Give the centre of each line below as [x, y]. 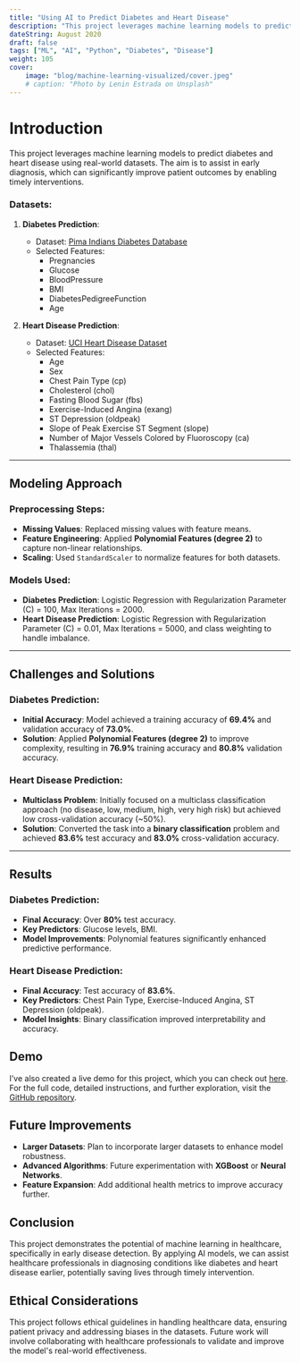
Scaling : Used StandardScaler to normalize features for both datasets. [151, 557]
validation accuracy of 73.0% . [78, 729]
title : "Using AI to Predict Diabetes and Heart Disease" [119, 17]
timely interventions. [47, 182]
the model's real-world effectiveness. [78, 1350]
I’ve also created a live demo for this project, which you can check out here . [149, 1078]
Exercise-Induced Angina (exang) [110, 409]
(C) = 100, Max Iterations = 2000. [83, 609]
